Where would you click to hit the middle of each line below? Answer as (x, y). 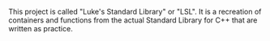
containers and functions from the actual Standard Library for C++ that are (133, 20)
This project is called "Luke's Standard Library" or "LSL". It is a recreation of (135, 12)
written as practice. (41, 29)
